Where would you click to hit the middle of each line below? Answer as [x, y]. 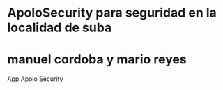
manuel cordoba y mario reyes [97, 60]
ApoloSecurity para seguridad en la [112, 13]
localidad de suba [60, 28]
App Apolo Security [36, 79]
